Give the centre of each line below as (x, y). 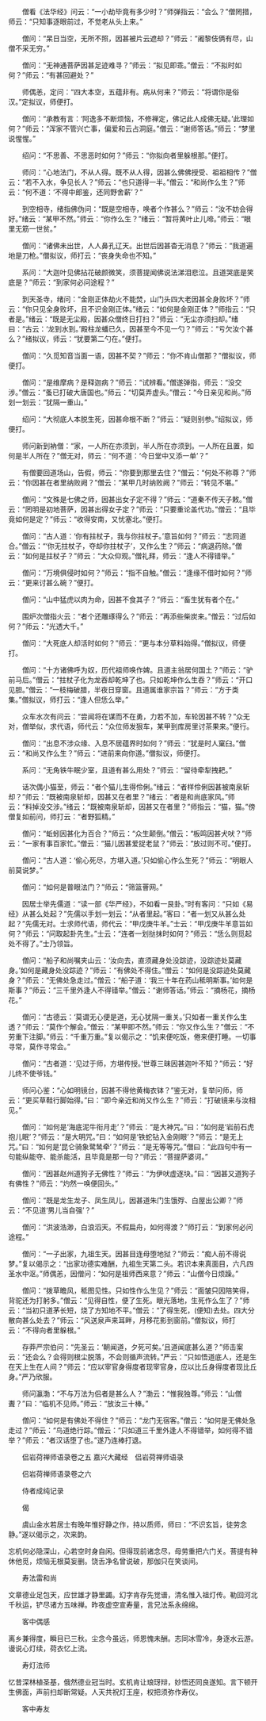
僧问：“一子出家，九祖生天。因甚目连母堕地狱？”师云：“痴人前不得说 (134, 1254)
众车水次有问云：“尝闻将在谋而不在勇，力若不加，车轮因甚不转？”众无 (136, 717)
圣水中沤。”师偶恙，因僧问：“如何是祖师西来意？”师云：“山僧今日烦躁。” (123, 1274)
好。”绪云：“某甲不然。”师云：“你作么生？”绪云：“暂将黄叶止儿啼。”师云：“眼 (130, 219)
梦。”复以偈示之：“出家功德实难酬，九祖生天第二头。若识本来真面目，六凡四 (131, 1264)
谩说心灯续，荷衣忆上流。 (50, 1648)
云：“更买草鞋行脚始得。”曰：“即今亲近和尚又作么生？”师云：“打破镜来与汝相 (132, 1100)
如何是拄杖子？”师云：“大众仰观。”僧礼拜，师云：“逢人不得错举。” (130, 556)
